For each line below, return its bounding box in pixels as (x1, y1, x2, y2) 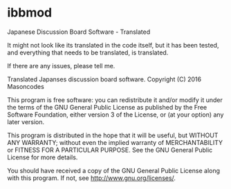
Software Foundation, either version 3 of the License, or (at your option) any (7, 110, 224, 119)
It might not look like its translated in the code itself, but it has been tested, (7, 41, 219, 49)
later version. (7, 117, 45, 126)
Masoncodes (7, 82, 45, 90)
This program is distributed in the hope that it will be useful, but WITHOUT (7, 131, 219, 139)
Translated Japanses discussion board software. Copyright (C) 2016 (7, 74, 202, 83)
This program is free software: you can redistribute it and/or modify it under (7, 95, 223, 104)
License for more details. (7, 153, 78, 161)
